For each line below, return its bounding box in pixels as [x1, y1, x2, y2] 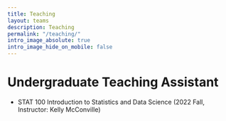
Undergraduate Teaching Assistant [7, 74, 219, 90]
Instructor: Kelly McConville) [17, 105, 101, 114]
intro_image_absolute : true [7, 37, 91, 44]
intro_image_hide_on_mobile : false [7, 43, 113, 51]
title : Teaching [7, 10, 55, 18]
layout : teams [7, 17, 50, 24]
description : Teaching [7, 23, 75, 31]
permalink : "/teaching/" [7, 30, 81, 38]
